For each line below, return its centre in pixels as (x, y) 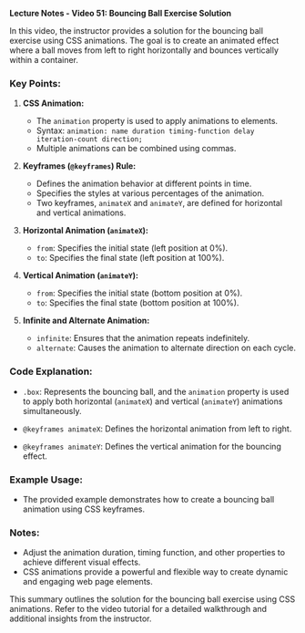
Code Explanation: (51, 371)
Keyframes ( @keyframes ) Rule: (79, 166)
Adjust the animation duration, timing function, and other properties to (153, 553)
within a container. (44, 60)
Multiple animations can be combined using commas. (136, 149)
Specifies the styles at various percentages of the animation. (150, 193)
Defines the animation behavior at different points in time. (144, 184)
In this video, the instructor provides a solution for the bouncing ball (137, 31)
